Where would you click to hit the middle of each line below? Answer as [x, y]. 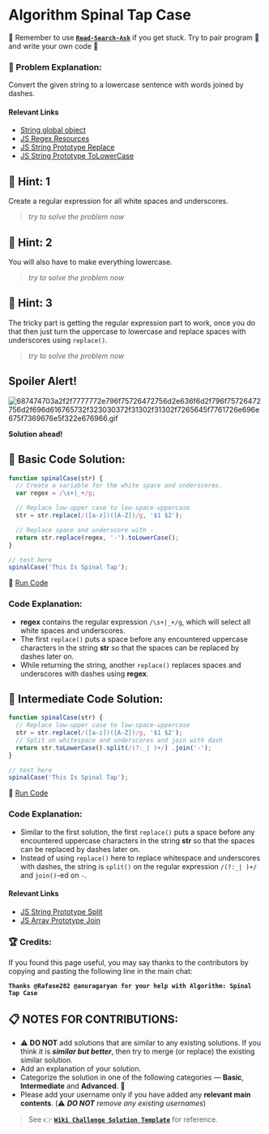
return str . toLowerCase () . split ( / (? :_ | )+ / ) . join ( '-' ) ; [114, 748]
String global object [53, 130]
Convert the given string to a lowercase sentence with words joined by [126, 85]
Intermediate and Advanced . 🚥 [73, 1085]
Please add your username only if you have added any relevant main [135, 1094]
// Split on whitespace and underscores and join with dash [119, 740]
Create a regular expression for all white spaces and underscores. [118, 201]
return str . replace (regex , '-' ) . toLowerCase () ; [98, 538]
